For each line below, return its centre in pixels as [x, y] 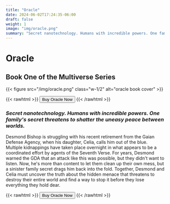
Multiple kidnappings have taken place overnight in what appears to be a [81, 147]
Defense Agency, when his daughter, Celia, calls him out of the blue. [77, 142]
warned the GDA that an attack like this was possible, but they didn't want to [85, 158]
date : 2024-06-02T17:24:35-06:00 [41, 15]
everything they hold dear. [33, 185]
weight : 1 [16, 24]
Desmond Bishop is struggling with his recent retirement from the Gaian [80, 137]
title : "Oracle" [23, 10]
